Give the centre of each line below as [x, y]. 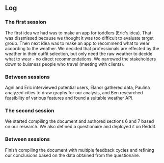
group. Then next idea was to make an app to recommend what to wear [77, 43]
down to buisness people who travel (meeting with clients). [65, 64]
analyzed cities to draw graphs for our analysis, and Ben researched [74, 92]
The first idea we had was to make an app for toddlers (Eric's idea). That [78, 33]
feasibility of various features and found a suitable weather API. [69, 98]
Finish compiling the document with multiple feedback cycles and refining [80, 150]
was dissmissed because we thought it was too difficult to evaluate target [79, 38]
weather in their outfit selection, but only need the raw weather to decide [79, 54]
